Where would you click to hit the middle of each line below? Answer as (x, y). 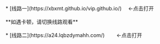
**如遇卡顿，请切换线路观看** (42, 22)
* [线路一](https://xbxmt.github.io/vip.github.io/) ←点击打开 (80, 8)
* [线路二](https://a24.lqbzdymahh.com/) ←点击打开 (74, 35)
